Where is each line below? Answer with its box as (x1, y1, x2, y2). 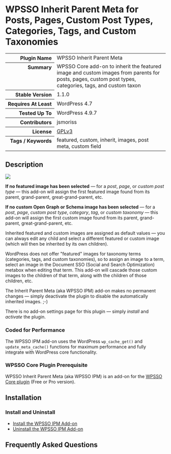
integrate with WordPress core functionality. (5, 349, 98, 355)
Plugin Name (20, 55, 52, 62)
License (32, 128, 52, 135)
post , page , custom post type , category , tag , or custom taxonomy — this (5, 209, 159, 216)
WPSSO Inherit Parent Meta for (5, 4, 139, 15)
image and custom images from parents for (56, 69, 160, 76)
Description (5, 160, 43, 169)
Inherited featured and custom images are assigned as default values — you (5, 230, 165, 236)
